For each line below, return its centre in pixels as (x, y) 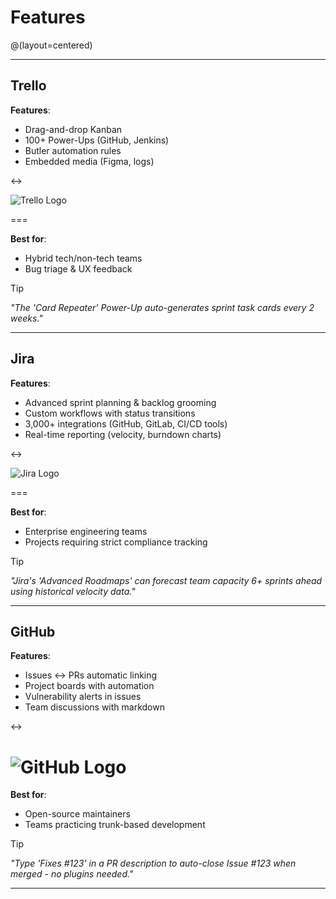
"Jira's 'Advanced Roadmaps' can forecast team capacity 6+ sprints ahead (166, 580)
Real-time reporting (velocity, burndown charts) (123, 434)
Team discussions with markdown (94, 707)
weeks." (26, 318)
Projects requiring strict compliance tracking (116, 542)
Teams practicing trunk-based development (115, 825)
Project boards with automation (89, 686)
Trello (28, 86)
